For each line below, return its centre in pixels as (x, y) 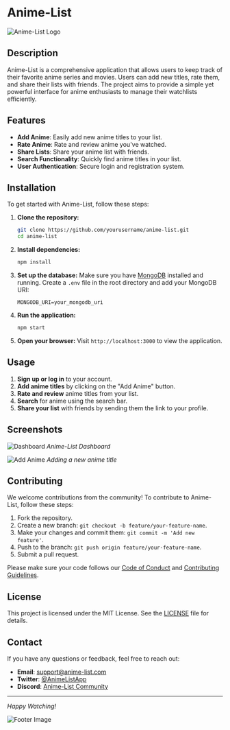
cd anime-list (37, 237)
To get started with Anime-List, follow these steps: (78, 204)
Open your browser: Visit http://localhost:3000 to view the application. (119, 340)
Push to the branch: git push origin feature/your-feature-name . (109, 547)
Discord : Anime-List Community (62, 686)
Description (33, 53)
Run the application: (47, 315)
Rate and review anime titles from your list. (78, 393)
